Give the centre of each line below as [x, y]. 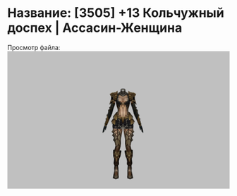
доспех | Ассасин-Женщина [95, 28]
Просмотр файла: [34, 47]
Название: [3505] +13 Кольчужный [116, 13]
